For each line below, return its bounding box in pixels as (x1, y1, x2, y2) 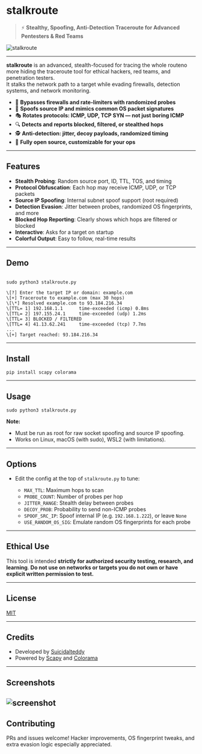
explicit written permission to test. (6, 570, 94, 577)
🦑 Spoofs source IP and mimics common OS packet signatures (14, 105, 174, 112)
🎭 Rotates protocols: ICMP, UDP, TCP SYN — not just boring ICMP (14, 112, 185, 119)
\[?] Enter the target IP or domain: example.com (6, 290, 133, 296)
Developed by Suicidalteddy (14, 648, 85, 655)
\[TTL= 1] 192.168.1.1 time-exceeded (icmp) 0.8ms (6, 305, 149, 311)
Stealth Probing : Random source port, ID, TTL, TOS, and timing (14, 177, 172, 184)
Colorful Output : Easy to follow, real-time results (14, 235, 136, 242)
